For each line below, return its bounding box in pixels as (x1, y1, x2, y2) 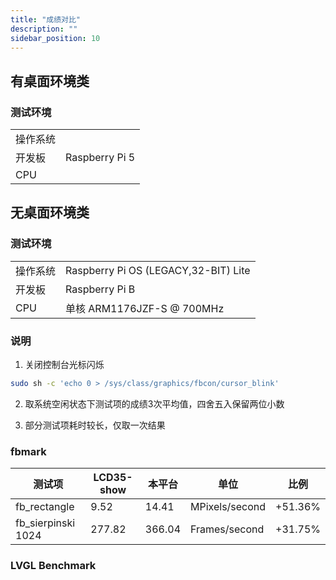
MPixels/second (190, 500, 267, 514)
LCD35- (93, 471, 133, 485)
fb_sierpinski (15, 516, 76, 530)
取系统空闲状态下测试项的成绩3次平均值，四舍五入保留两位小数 (24, 397, 285, 410)
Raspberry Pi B (65, 282, 136, 296)
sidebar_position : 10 (10, 33, 101, 43)
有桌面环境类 (10, 72, 90, 90)
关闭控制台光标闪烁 (24, 359, 105, 371)
